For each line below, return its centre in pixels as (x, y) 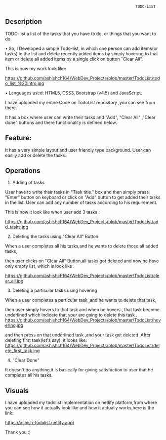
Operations (23, 171)
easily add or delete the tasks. (36, 155)
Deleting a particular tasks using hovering (55, 290)
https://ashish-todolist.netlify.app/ (40, 423)
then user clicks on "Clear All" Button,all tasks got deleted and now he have (82, 261)
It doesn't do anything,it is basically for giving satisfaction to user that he (79, 370)
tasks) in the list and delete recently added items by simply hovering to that (82, 53)
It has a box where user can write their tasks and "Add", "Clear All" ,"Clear (80, 117)
